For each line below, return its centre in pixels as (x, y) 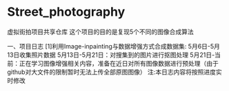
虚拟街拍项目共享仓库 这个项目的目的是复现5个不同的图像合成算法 (101, 31)
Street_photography (66, 12)
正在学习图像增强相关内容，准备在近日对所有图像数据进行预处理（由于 (119, 63)
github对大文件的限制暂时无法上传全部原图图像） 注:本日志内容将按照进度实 (114, 72)
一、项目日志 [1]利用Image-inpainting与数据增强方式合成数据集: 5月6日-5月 (114, 46)
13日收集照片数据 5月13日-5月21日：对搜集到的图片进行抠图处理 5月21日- (111, 55)
